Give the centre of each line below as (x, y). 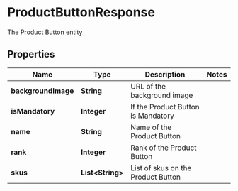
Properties (31, 54)
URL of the (148, 86)
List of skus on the (161, 168)
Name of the (151, 127)
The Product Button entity (45, 32)
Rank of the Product (164, 148)
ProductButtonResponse (81, 12)
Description (165, 74)
